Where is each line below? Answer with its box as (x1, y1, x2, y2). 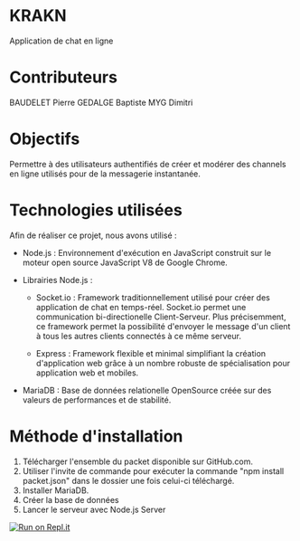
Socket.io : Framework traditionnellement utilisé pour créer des (35, 291, 271, 303)
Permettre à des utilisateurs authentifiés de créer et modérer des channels (9, 158, 286, 169)
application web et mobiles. (35, 367, 139, 378)
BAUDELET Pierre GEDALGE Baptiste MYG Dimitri (9, 97, 193, 108)
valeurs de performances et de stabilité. (22, 394, 172, 405)
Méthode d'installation (9, 426, 183, 446)
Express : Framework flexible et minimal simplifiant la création (35, 347, 267, 358)
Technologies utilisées (9, 200, 183, 220)
